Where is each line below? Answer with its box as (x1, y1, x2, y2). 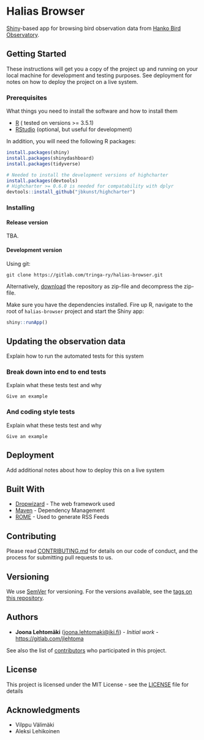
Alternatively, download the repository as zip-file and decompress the (6, 282, 183, 290)
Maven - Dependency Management (15, 507, 105, 514)
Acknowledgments (6, 705, 81, 715)
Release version (6, 219, 48, 226)
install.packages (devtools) (6, 178, 78, 184)
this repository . (6, 594, 45, 602)
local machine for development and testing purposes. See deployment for (6, 72, 192, 79)
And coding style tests (6, 407, 75, 416)
